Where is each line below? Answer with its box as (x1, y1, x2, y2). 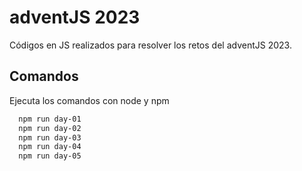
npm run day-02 (18, 123, 82, 133)
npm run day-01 (18, 114, 82, 124)
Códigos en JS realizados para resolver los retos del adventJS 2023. (9, 39, 292, 51)
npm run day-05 (18, 151, 82, 161)
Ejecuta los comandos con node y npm (9, 94, 170, 106)
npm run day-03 (18, 132, 82, 143)
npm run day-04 (18, 142, 82, 152)
